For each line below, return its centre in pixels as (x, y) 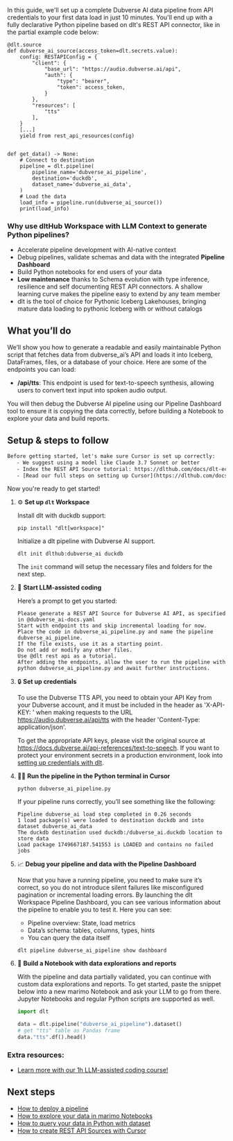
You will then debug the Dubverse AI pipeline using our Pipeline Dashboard (114, 404)
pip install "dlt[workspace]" (61, 529)
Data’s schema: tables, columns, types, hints (91, 930)
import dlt (33, 1012)
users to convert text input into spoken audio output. (92, 391)
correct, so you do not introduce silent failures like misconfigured (110, 888)
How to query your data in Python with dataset (84, 1124)
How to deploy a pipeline (53, 1108)
